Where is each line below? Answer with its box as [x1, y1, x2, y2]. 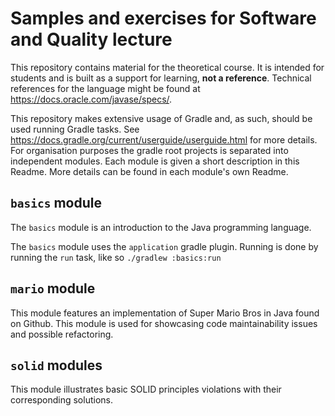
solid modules [10, 357, 103, 374]
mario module [10, 280, 96, 297]
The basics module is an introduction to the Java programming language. [10, 221, 312, 233]
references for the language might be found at [10, 82, 201, 94]
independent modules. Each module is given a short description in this [10, 155, 300, 167]
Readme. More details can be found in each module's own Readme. [10, 165, 289, 177]
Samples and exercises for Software [10, 7, 317, 30]
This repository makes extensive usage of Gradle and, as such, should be [10, 112, 313, 124]
